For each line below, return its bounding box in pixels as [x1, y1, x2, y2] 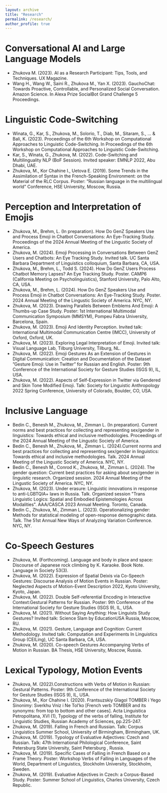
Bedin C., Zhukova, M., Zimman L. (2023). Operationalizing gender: [12, 507, 151, 512]
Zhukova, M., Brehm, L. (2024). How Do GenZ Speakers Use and [12, 287, 146, 293]
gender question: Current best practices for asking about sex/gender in [12, 469, 160, 475]
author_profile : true [5, 21, 50, 26]
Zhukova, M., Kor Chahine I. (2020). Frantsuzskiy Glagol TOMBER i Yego [12, 697, 161, 703]
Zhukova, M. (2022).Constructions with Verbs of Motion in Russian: [12, 681, 151, 687]
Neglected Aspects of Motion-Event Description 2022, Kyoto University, [12, 583, 161, 589]
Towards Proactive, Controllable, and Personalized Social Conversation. [12, 86, 160, 92]
